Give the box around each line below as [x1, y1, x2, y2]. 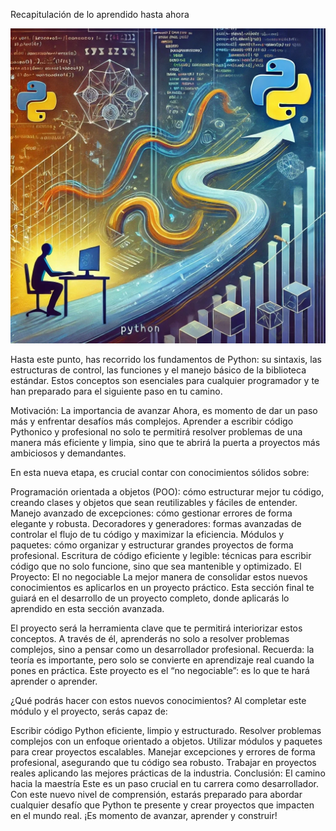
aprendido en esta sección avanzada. [10, 603, 165, 614]
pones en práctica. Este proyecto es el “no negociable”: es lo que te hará [10, 665, 310, 676]
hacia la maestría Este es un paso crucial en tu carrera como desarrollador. [10, 778, 319, 789]
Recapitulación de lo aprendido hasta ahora [10, 9, 190, 20]
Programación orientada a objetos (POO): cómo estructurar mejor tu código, [10, 486, 325, 498]
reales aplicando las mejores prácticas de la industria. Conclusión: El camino [10, 767, 326, 779]
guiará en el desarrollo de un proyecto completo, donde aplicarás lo [10, 592, 290, 604]
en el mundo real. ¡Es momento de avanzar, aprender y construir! [10, 810, 278, 821]
